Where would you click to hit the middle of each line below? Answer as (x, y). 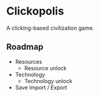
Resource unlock (45, 68)
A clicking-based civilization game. (50, 28)
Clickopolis (35, 11)
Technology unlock (48, 81)
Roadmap (25, 47)
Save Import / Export (41, 87)
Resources (29, 61)
